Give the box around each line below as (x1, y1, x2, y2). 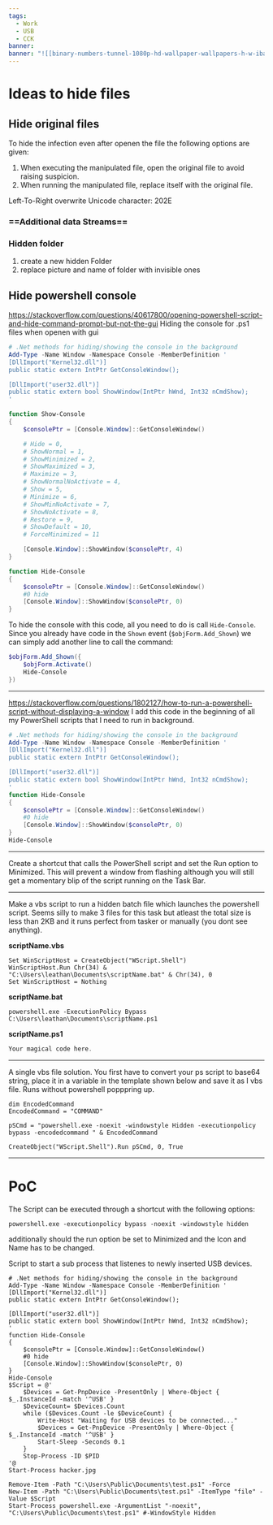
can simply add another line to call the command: (8, 637, 174, 647)
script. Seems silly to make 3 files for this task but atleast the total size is (8, 908, 252, 917)
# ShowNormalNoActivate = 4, (23, 478, 122, 486)
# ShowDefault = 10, (23, 523, 93, 531)
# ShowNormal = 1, (23, 448, 85, 456)
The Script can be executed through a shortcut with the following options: (8, 1204, 256, 1214)
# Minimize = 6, (23, 492, 79, 500)
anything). (8, 925, 43, 934)
